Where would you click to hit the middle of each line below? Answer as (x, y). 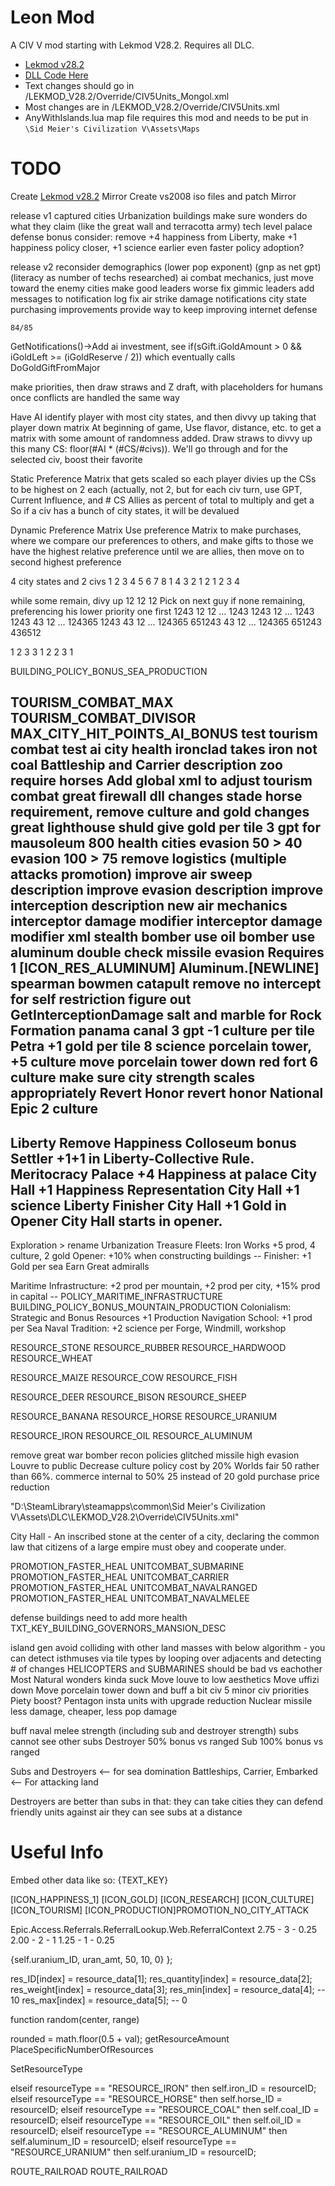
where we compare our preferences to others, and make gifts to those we (162, 540)
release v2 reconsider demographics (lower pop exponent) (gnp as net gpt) (166, 267)
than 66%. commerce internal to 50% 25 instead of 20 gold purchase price (165, 1477)
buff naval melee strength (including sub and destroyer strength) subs (154, 1731)
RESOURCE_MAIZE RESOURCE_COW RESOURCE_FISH (124, 1378)
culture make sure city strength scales (133, 1077)
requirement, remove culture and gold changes (160, 812)
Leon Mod (52, 17)
